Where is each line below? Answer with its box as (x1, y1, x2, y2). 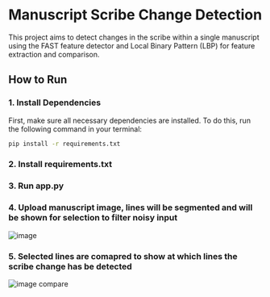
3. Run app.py (8, 180, 64, 191)
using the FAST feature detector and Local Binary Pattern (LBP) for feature (8, 40, 255, 50)
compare (39, 278, 69, 288)
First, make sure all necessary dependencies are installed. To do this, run (8, 115, 251, 125)
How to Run (8, 73, 68, 86)
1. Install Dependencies (8, 97, 102, 108)
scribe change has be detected (8, 261, 133, 272)
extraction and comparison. (8, 49, 100, 59)
